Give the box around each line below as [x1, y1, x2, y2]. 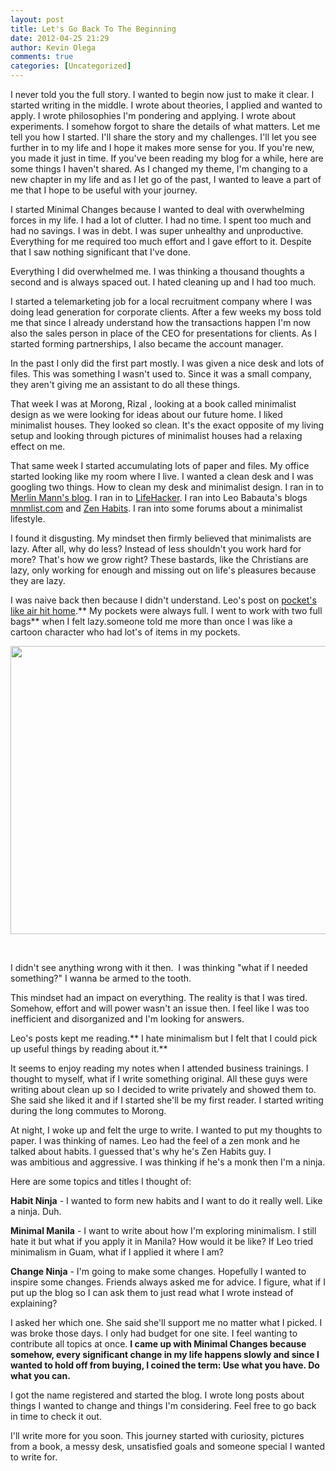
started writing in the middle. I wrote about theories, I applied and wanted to [10, 99, 323, 111]
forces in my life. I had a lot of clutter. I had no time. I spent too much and [10, 214, 312, 226]
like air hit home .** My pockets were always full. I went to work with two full [10, 605, 323, 616]
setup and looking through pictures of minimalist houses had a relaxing [10, 430, 303, 441]
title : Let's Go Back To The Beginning [10, 24, 177, 34]
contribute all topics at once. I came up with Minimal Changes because [10, 1338, 307, 1350]
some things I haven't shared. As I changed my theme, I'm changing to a [10, 163, 308, 175]
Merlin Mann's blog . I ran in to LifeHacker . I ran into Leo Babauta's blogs [10, 492, 308, 503]
